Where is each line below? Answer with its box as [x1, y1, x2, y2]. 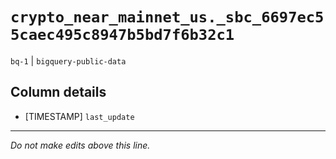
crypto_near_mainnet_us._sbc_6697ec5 [10, 8, 325, 27]
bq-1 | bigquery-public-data [10, 54, 127, 67]
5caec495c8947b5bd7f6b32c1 [10, 26, 235, 45]
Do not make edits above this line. [10, 139, 151, 151]
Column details [10, 84, 107, 101]
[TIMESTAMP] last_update [24, 110, 135, 122]
